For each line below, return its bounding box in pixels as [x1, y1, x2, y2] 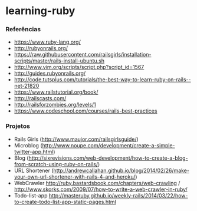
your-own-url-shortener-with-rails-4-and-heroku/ [14, 173, 136, 180]
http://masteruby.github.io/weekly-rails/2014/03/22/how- [48, 192, 188, 199]
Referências [5, 25, 41, 34]
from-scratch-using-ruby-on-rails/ [14, 160, 98, 167]
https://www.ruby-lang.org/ [14, 38, 81, 45]
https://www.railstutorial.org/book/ [14, 88, 98, 95]
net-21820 [14, 83, 40, 90]
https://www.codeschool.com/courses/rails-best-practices [14, 107, 157, 114]
